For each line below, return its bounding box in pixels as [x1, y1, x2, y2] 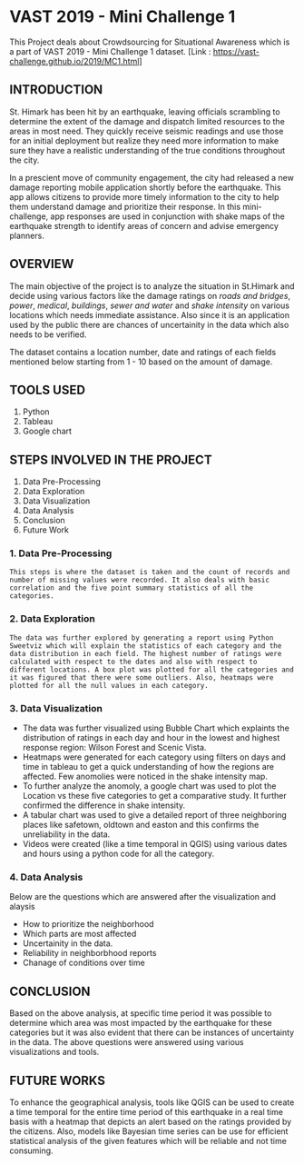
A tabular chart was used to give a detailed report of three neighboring [22, 810, 288, 821]
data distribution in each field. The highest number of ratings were [9, 649, 282, 658]
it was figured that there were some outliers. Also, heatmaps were [9, 672, 274, 682]
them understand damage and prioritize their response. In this [9, 201, 241, 212]
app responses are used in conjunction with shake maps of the [50, 211, 286, 222]
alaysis [9, 901, 35, 912]
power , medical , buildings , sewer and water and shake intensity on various [9, 300, 290, 311]
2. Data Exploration [9, 612, 95, 625]
